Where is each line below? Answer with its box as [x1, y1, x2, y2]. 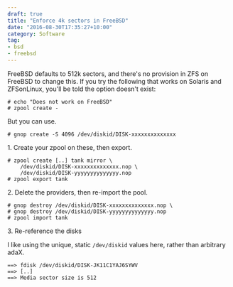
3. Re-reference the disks [7, 227, 82, 235]
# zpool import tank [7, 214, 69, 221]
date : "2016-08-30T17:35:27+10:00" [7, 23, 113, 31]
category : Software [7, 30, 65, 38]
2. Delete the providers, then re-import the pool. [7, 188, 148, 196]
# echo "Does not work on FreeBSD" [7, 98, 113, 105]
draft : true [7, 10, 43, 18]
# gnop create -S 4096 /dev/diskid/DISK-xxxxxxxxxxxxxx [7, 131, 176, 138]
